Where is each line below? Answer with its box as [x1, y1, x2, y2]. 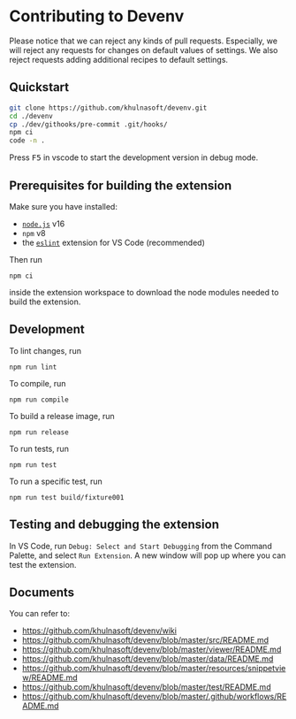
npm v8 [21, 227, 46, 238]
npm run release [9, 427, 69, 437]
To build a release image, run [9, 410, 115, 421]
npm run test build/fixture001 [9, 493, 125, 501]
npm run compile [9, 395, 69, 404]
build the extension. [9, 296, 81, 307]
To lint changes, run [9, 345, 82, 356]
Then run [9, 254, 42, 264]
